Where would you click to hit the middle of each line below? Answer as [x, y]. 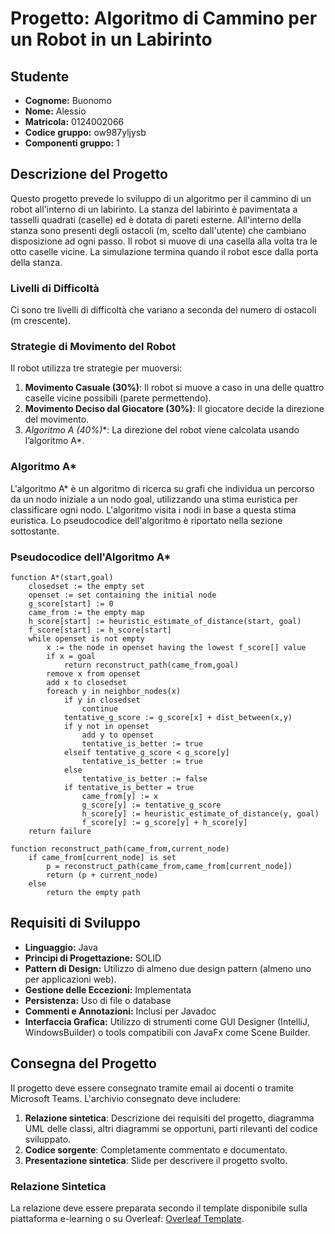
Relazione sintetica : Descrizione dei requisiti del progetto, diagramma [169, 1118]
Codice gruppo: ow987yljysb [85, 132]
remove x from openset [93, 674]
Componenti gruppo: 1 [72, 143]
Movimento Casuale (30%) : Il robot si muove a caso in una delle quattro [174, 388]
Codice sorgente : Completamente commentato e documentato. [156, 1149]
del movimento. [57, 419]
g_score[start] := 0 [71, 604]
